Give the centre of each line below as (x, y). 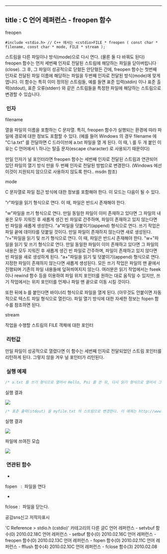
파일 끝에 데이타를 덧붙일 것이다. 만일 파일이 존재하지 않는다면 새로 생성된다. (79, 232)
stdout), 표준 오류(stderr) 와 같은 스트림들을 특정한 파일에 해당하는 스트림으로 (86, 88)
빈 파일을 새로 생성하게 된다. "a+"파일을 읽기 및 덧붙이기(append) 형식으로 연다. (83, 257)
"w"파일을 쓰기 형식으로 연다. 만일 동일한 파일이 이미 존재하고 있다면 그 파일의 (81, 213)
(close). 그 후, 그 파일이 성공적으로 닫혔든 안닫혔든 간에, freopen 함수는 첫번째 (81, 69)
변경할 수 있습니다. (23, 94)
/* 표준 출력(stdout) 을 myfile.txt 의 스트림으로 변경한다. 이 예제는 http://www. (84, 411)
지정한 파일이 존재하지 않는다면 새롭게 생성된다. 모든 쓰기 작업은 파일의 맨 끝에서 (83, 263)
